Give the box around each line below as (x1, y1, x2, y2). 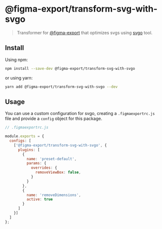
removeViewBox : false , (35, 170, 81, 175)
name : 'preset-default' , (26, 156, 77, 161)
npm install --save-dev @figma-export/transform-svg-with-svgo (5, 66, 135, 71)
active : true (26, 197, 53, 202)
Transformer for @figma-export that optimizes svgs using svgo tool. (16, 30, 153, 35)
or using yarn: (5, 75, 33, 81)
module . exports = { (5, 134, 44, 139)
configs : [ (9, 138, 31, 144)
